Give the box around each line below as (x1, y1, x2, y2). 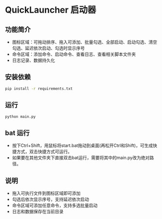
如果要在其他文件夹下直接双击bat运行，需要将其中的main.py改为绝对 (12, 155, 150, 161)
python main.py (5, 114, 36, 119)
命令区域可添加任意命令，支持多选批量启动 (12, 202, 98, 208)
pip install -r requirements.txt (5, 86, 73, 91)
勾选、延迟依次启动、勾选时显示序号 (12, 45, 85, 51)
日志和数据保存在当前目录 (12, 209, 64, 214)
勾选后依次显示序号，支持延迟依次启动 (12, 197, 89, 202)
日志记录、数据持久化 (12, 57, 55, 63)
